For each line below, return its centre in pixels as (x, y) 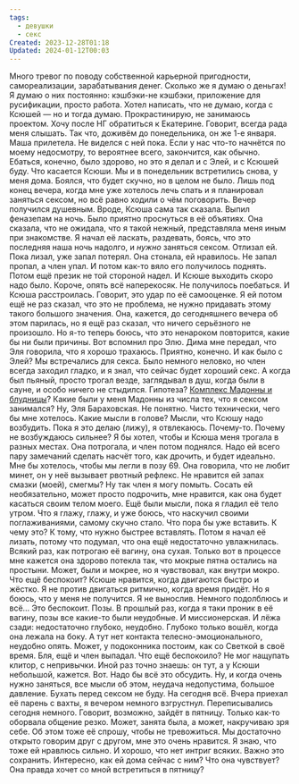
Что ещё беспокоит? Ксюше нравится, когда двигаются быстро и (134, 580)
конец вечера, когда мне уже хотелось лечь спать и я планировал (137, 190)
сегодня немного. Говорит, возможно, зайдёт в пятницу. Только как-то (145, 712)
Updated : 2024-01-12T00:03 (59, 51)
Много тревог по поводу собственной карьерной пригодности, (130, 76)
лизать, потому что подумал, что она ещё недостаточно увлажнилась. (144, 542)
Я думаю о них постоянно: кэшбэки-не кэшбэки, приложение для (135, 96)
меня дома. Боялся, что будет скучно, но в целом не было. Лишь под (142, 181)
